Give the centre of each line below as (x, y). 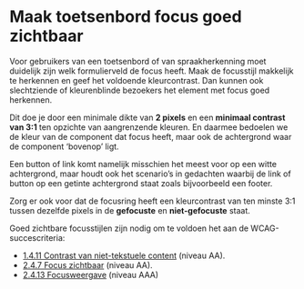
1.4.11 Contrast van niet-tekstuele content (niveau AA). (124, 255)
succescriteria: (37, 237)
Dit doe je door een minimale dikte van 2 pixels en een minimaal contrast (147, 117)
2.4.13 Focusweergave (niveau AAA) (91, 274)
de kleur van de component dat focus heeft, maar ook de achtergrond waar (151, 136)
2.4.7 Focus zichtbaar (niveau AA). (87, 264)
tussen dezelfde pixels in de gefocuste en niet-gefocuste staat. (130, 210)
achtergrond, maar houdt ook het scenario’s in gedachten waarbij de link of (150, 174)
